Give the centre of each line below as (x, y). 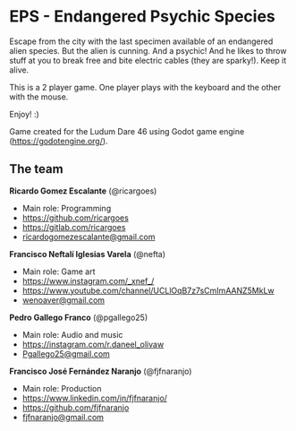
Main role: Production (62, 388)
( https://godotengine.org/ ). (59, 141)
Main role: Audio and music (72, 334)
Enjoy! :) (25, 114)
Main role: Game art (59, 272)
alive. (19, 70)
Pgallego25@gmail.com (66, 353)
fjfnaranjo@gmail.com (63, 417)
